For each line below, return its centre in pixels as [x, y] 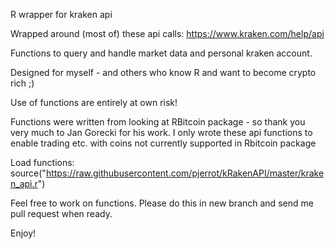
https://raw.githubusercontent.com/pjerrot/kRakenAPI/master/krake [185, 173]
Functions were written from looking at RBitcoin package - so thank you [158, 122]
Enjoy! [23, 233]
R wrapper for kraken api [61, 14]
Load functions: [42, 162]
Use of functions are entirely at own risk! [94, 102]
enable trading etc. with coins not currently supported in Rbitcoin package [163, 143]
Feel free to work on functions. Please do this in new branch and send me [162, 203]
